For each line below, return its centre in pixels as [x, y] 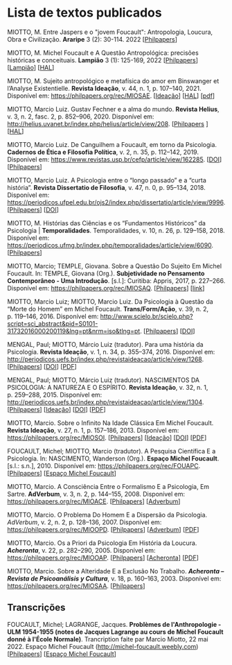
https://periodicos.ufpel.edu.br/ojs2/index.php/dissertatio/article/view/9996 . [116, 202]
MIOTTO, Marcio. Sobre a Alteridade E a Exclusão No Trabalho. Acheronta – [116, 571]
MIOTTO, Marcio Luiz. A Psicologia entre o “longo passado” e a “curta [107, 180]
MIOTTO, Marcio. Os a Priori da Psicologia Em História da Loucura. [102, 543]
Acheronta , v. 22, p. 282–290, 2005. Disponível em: [81, 550]
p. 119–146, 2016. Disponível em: [53, 316]
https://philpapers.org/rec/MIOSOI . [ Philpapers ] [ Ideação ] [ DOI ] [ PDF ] [107, 438]
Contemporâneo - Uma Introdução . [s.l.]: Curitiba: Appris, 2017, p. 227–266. [116, 280]
